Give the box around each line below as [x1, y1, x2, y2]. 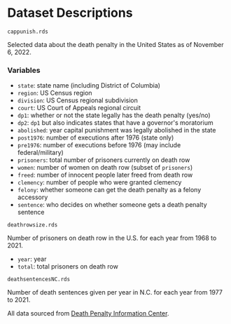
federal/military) [17, 149, 64, 157]
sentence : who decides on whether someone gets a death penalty [17, 201, 208, 209]
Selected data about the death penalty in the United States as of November [7, 40, 224, 48]
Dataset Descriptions [7, 5, 133, 21]
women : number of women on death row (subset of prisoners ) [17, 163, 193, 172]
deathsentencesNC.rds [7, 276, 71, 283]
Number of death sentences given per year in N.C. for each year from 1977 [7, 288, 223, 297]
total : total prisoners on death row [17, 262, 119, 271]
